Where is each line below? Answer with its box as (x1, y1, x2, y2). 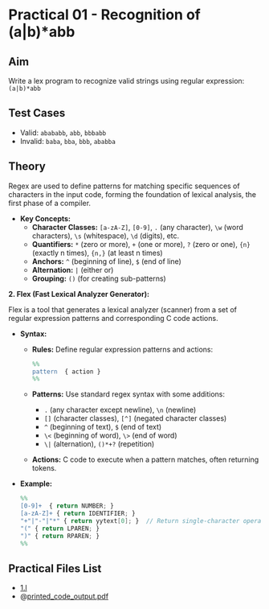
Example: (19, 479, 52, 488)
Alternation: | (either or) (31, 265, 114, 274)
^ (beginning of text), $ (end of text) (43, 422, 162, 432)
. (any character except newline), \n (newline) (43, 405, 197, 415)
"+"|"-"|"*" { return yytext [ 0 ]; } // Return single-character (19, 516, 240, 525)
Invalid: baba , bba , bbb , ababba (19, 136, 116, 146)
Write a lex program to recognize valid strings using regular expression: (8, 76, 245, 85)
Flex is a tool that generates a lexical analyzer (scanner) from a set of (8, 304, 238, 315)
